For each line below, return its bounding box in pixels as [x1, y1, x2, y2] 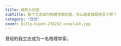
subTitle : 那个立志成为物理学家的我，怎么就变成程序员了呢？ [5, 12, 117, 17]
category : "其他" [5, 16, 40, 21]
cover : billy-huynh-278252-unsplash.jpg [5, 21, 91, 26]
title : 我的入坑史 [5, 7, 40, 12]
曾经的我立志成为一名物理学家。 [5, 35, 71, 41]
